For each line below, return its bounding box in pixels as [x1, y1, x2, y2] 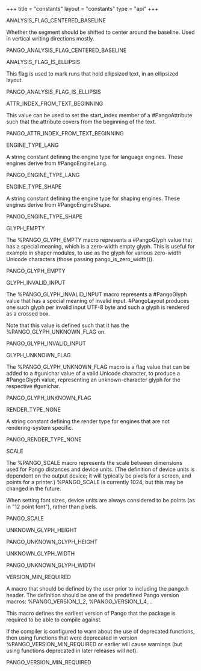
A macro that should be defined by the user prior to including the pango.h [6, 585, 189, 592]
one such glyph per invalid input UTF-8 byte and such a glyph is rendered [6, 303, 190, 311]
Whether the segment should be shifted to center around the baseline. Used [6, 28, 195, 36]
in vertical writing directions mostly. [6, 35, 94, 42]
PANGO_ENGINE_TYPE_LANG [6, 172, 80, 178]
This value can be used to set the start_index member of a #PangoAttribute [6, 112, 193, 118]
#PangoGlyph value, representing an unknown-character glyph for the [6, 376, 181, 383]
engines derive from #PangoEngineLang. [6, 160, 108, 167]
